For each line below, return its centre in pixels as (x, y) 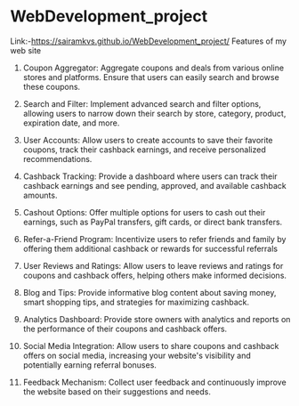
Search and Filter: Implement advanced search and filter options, (142, 103)
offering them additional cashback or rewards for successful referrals (150, 248)
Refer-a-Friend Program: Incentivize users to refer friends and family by (154, 239)
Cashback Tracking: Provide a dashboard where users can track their (150, 176)
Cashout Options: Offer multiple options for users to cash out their (144, 212)
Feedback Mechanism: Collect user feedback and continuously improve (155, 382)
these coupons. (52, 86)
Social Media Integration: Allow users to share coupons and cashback (151, 345)
